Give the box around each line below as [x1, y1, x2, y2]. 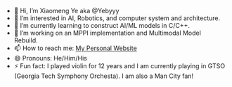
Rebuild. [13, 36, 39, 45]
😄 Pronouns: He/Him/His [13, 54, 88, 62]
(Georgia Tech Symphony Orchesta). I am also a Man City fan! [13, 72, 194, 80]
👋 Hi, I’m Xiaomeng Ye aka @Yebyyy [13, 7, 120, 15]
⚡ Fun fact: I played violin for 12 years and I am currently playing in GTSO [13, 62, 226, 70]
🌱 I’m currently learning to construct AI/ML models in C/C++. [13, 22, 191, 29]
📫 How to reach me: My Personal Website [13, 44, 137, 52]
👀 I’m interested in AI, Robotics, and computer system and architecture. [13, 14, 221, 22]
